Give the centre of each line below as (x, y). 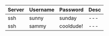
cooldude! (71, 26)
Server (16, 10)
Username (42, 10)
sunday (68, 18)
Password (72, 10)
